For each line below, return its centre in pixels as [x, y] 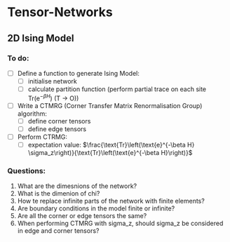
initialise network [52, 81]
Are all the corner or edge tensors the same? [82, 216]
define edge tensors [57, 129]
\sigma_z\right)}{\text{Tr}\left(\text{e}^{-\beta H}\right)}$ [110, 153]
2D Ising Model [41, 38]
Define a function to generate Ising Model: [79, 73]
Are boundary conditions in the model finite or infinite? [96, 208]
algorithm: [32, 114]
